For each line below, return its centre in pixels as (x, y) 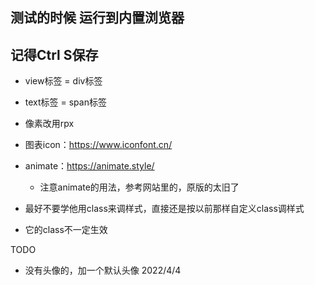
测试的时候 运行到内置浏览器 (97, 18)
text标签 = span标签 (65, 102)
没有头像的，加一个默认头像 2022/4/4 (103, 270)
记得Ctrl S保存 (54, 54)
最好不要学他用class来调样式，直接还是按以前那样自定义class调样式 (164, 209)
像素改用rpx (49, 124)
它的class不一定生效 (66, 230)
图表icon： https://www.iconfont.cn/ (98, 145)
